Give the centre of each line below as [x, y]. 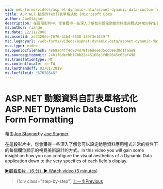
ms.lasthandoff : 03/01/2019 [33, 69]
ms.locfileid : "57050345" [31, 73]
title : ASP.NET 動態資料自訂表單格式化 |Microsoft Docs [59, 14]
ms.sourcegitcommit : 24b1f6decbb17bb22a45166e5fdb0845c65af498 [70, 55]
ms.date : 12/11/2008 [26, 32]
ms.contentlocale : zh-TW [30, 64]
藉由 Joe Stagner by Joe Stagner [37, 133]
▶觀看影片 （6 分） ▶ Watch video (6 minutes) [51, 170]
